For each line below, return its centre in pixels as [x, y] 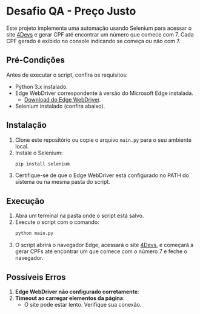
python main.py [34, 233]
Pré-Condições [35, 60]
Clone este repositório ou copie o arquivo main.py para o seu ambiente [103, 140]
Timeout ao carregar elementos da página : [70, 298]
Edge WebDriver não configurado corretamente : [77, 291]
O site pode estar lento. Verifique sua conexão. [83, 304]
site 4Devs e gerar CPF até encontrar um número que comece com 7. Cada [100, 34]
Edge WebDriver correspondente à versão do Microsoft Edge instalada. [104, 93]
